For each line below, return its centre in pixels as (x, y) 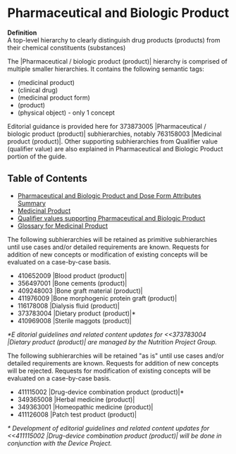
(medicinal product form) (54, 98)
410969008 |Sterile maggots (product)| (74, 320)
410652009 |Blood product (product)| (72, 275)
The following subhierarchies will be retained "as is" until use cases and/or (116, 356)
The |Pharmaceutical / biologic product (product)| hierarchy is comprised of (117, 61)
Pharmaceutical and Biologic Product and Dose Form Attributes (109, 195)
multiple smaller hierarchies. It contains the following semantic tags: (106, 69)
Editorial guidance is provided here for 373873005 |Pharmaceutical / (107, 126)
